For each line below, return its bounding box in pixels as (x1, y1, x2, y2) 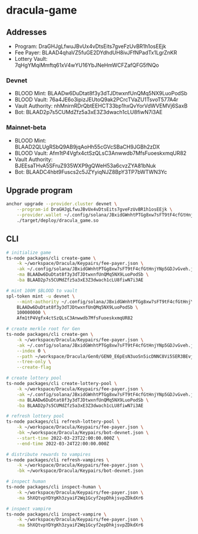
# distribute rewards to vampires (6, 451, 91, 457)
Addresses (6, 27, 47, 37)
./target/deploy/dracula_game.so (16, 218, 99, 224)
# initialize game (6, 250, 51, 255)
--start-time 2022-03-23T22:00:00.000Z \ (16, 435, 120, 441)
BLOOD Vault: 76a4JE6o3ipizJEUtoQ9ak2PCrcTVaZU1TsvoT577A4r (14, 96, 179, 103)
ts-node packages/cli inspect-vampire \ (6, 511, 107, 517)
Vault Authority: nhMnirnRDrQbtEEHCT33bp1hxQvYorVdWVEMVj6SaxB (14, 102, 188, 109)
